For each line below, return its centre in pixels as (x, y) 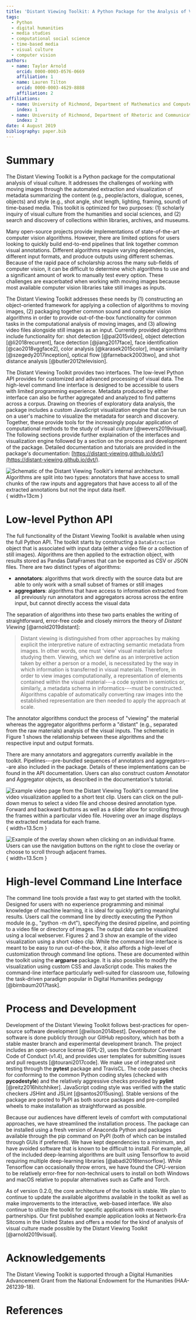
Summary (30, 160)
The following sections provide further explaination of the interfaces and (93, 435)
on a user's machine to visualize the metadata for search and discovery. (92, 416)
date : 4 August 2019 (31, 126)
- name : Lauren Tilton (39, 83)
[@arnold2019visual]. (32, 1234)
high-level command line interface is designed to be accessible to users (92, 385)
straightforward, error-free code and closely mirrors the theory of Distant (94, 620)
